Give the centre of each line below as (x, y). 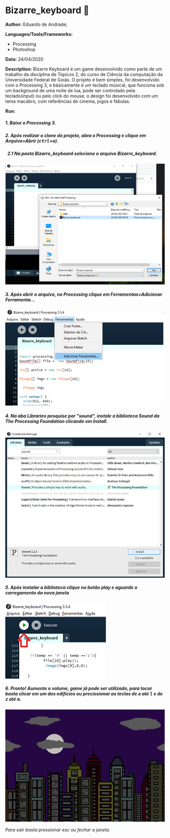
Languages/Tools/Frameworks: (39, 34)
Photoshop (24, 49)
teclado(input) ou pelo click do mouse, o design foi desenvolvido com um (82, 96)
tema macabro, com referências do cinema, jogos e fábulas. (68, 101)
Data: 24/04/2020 (25, 59)
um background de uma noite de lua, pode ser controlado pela (70, 90)
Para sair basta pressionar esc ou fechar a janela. (58, 830)
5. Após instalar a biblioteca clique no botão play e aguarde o (71, 587)
